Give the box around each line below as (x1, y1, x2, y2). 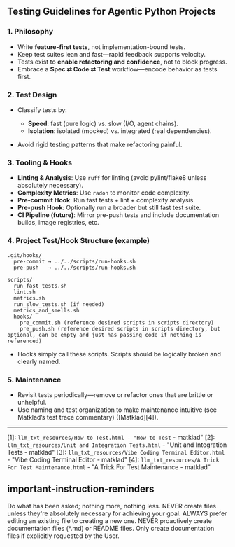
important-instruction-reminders (7, 483, 155, 495)
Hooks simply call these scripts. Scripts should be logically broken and (17, 349, 222, 358)
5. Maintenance (7, 375, 62, 385)
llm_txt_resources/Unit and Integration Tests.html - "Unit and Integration (7, 441, 227, 449)
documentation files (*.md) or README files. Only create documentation (7, 524, 215, 532)
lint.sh (13, 289, 36, 296)
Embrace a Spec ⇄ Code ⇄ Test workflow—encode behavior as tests (17, 64, 218, 73)
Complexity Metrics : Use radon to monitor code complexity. (17, 188, 191, 197)
